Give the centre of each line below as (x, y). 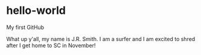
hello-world (36, 11)
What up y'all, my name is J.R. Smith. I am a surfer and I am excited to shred (101, 39)
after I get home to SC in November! (51, 45)
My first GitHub (25, 27)
